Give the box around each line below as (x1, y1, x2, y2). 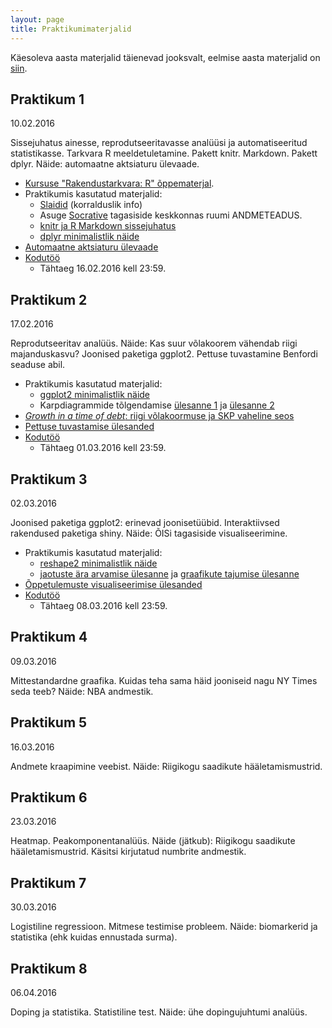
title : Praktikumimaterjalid (10, 24, 132, 34)
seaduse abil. (10, 359, 66, 371)
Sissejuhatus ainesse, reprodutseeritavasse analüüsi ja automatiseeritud (10, 137, 308, 149)
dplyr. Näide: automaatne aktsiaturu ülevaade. (10, 158, 200, 170)
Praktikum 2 (10, 291, 88, 308)
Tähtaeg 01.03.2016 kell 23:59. (39, 442, 167, 454)
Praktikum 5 (10, 714, 88, 731)
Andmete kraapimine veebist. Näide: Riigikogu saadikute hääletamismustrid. (10, 760, 323, 772)
